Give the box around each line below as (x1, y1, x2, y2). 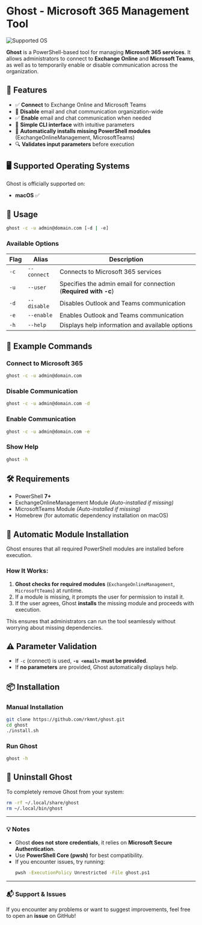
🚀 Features (6, 85, 47, 96)
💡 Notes (6, 825, 30, 834)
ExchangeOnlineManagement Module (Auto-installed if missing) (14, 499, 174, 506)
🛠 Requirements (6, 474, 70, 484)
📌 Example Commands (6, 341, 93, 351)
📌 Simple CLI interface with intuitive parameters (14, 121, 135, 128)
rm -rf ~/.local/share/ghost (6, 799, 79, 806)
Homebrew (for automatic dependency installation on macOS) (14, 512, 168, 519)
